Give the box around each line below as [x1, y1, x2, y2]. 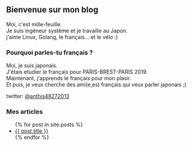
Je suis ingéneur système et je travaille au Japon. [6, 27, 128, 34]
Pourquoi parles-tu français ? [6, 48, 94, 56]
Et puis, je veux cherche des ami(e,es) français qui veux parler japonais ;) [6, 81, 187, 89]
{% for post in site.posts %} [14, 121, 83, 128]
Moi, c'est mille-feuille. [6, 20, 62, 28]
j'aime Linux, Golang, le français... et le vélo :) [6, 33, 118, 41]
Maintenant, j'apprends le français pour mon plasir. [6, 75, 131, 82]
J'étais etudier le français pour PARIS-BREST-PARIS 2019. [6, 68, 148, 75]
